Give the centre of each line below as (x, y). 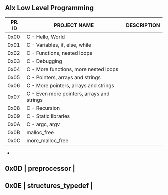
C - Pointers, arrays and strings (64, 77)
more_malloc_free (48, 140)
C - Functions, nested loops (59, 53)
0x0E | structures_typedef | (49, 186)
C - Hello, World (46, 37)
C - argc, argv (43, 124)
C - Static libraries (48, 116)
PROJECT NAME (74, 25)
